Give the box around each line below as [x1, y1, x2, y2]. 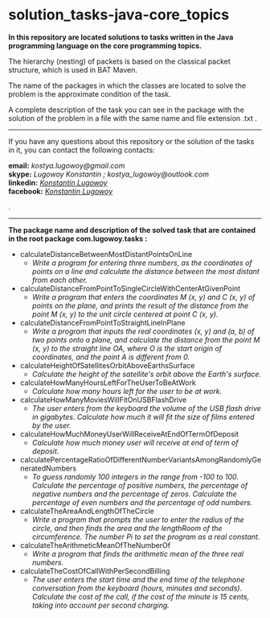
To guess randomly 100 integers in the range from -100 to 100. [31, 471, 239, 481]
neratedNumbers [19, 463, 77, 473]
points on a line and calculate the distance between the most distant [31, 266, 260, 276]
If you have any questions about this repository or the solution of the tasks [8, 136, 255, 146]
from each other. [31, 275, 88, 284]
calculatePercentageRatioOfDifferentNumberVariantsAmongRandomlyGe [19, 454, 262, 464]
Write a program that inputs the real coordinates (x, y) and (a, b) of [31, 326, 255, 336]
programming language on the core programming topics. [8, 40, 202, 50]
